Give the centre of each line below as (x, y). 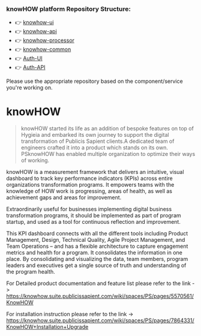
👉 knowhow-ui (34, 22)
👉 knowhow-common (43, 49)
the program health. (31, 272)
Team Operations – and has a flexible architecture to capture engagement (97, 246)
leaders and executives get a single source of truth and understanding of (96, 265)
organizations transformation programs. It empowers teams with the (90, 185)
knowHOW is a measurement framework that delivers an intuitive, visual (95, 172)
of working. (35, 160)
